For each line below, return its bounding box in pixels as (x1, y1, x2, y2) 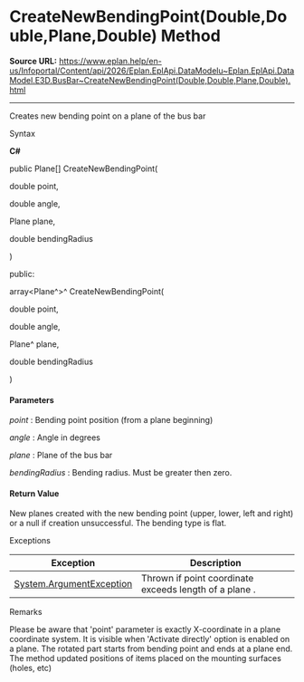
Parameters (9, 394, 54, 405)
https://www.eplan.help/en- (58, 55, 163, 66)
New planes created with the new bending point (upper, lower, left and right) (9, 508, 294, 519)
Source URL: (9, 55, 57, 66)
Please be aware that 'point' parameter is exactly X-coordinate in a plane (9, 624, 281, 635)
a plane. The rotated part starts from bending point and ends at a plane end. (9, 643, 293, 654)
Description (189, 557, 242, 570)
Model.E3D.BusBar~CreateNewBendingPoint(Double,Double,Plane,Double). (9, 74, 291, 85)
